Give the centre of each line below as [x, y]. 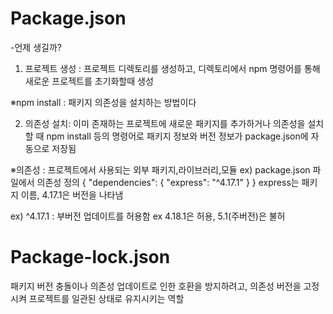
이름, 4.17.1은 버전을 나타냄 [72, 194]
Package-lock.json [90, 257]
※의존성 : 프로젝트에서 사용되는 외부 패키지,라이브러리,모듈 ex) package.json [160, 169]
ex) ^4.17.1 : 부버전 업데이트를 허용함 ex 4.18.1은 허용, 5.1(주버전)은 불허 [148, 216]
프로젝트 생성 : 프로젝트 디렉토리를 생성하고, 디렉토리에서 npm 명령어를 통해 [172, 68]
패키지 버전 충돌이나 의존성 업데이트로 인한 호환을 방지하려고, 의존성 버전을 [156, 286]
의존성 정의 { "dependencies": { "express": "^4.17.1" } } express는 [168, 182]
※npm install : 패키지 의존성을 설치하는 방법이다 [103, 102]
